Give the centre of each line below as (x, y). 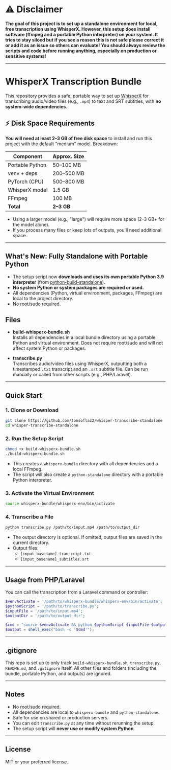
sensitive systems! (26, 56)
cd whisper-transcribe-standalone (42, 425)
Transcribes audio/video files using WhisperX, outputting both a (80, 364)
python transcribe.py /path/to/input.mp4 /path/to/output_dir (73, 528)
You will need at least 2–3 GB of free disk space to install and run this (79, 138)
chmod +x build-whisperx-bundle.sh (43, 449)
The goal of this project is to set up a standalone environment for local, (81, 24)
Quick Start (24, 395)
